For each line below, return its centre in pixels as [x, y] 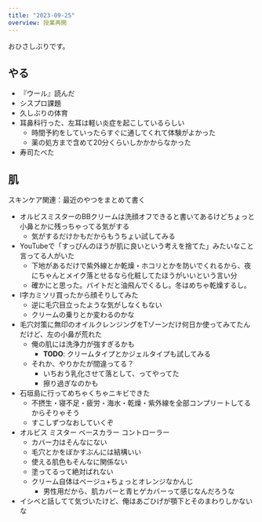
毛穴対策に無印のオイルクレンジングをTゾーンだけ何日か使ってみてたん [135, 325]
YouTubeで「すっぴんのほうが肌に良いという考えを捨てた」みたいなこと [136, 246]
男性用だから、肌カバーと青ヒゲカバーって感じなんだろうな [139, 491]
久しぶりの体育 [44, 113]
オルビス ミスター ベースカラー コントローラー [95, 433]
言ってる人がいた [47, 256]
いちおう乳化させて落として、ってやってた [111, 374]
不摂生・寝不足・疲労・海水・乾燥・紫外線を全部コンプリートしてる [141, 403]
